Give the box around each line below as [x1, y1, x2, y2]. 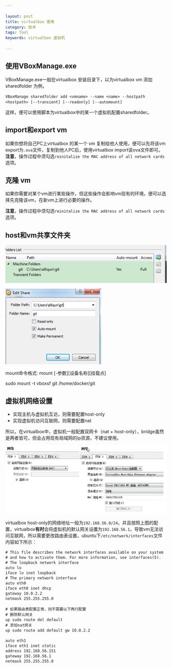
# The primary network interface [5, 576, 77, 581]
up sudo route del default [5, 617, 63, 622]
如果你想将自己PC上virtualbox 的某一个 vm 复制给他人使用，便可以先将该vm [5, 140, 166, 146]
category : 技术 [5, 25, 36, 30]
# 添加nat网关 [5, 622, 32, 628]
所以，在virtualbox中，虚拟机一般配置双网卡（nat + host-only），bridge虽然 [5, 429, 164, 435]
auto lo [5, 565, 22, 570]
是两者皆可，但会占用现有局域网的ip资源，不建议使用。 [5, 435, 121, 441]
